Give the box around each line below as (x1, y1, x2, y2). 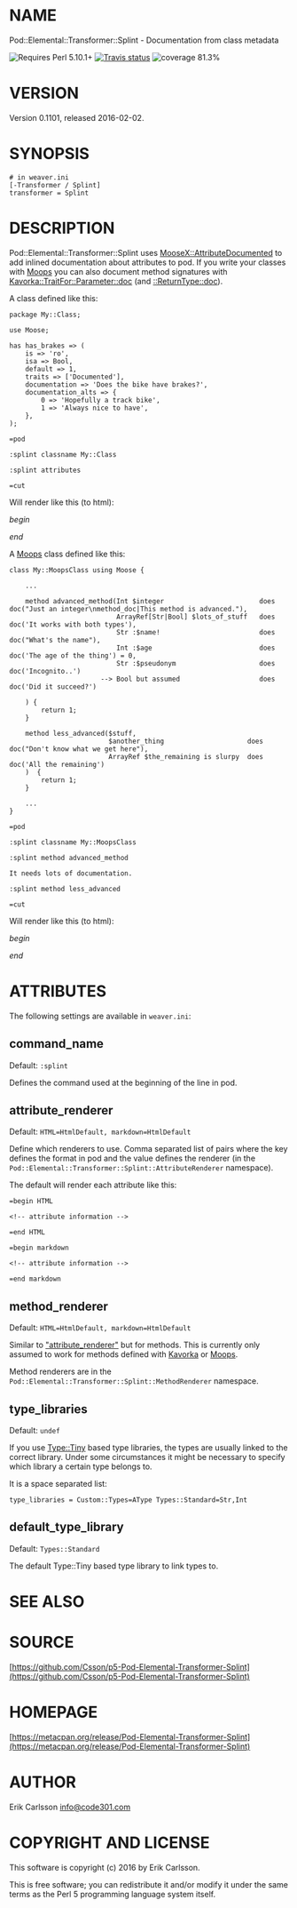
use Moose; (9, 325, 50, 334)
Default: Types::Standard (9, 1543, 100, 1553)
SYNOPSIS (9, 144, 90, 164)
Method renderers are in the (9, 1366, 113, 1377)
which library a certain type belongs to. (9, 1461, 152, 1472)
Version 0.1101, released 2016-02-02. (9, 112, 145, 123)
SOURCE (9, 1633, 74, 1653)
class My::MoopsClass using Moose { (9, 565, 145, 574)
